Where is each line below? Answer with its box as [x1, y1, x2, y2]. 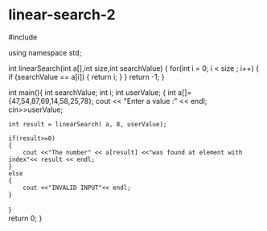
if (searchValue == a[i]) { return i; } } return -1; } [8, 72, 165, 81]
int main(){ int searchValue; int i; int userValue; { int [8, 87, 177, 97]
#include [8, 32, 38, 42]
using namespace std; [8, 47, 82, 57]
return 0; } [8, 213, 43, 223]
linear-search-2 [8, 6, 116, 24]
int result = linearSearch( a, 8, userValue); [8, 120, 167, 128]
